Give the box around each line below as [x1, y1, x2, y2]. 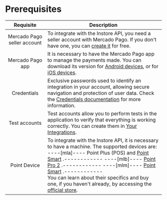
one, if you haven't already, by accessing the [47, 180, 152, 187]
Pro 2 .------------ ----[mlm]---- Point [47, 162, 156, 169]
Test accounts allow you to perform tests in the [47, 110, 157, 117]
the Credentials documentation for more [47, 96, 141, 102]
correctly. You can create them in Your [47, 122, 137, 129]
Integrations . [47, 128, 77, 135]
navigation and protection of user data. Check [47, 90, 155, 97]
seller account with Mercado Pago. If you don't [47, 36, 157, 43]
